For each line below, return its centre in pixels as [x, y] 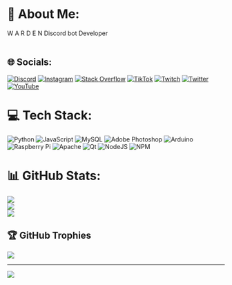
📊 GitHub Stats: [54, 176]
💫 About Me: [43, 14]
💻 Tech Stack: [50, 115]
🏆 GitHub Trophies [49, 236]
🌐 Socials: [30, 62]
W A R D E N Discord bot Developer [58, 33]
